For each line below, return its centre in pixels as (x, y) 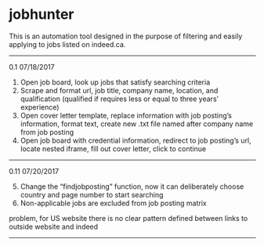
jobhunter (42, 14)
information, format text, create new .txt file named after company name (137, 124)
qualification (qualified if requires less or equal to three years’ (119, 99)
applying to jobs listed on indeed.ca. (67, 44)
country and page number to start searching (92, 194)
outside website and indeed (54, 226)
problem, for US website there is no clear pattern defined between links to (128, 218)
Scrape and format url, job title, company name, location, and (119, 90)
